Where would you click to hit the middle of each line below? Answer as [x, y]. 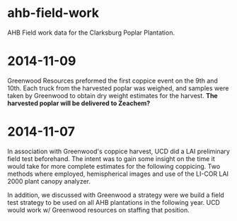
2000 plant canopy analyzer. [49, 181]
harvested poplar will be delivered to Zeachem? [79, 103]
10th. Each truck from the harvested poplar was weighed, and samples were [118, 88]
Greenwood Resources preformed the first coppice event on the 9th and [112, 80]
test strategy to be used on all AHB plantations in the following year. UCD [114, 202]
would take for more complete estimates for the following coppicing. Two [114, 166]
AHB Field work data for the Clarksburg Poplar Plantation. [91, 32]
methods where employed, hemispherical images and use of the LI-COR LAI [118, 174]
